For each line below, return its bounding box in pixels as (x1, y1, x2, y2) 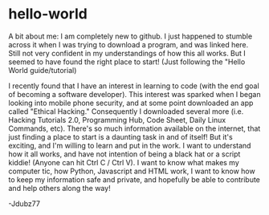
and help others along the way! (8, 183, 111, 193)
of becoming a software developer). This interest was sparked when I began (8, 89, 261, 99)
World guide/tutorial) (8, 65, 77, 75)
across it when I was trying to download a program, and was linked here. (8, 39, 249, 49)
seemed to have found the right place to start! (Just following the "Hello (8, 57, 246, 67)
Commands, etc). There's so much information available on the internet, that (8, 124, 261, 133)
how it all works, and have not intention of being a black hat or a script (8, 149, 241, 159)
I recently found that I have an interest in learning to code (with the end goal (8, 81, 259, 91)
